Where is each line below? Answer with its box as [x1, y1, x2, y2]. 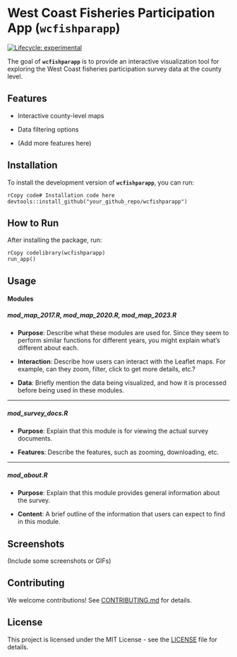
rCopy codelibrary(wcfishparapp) [7, 250, 106, 257]
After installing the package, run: [7, 236, 102, 245]
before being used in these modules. [17, 386, 125, 395]
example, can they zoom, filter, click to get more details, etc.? [17, 365, 196, 373]
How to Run [7, 217, 59, 229]
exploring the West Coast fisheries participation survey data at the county [7, 64, 222, 73]
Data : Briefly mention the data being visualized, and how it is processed [17, 378, 227, 387]
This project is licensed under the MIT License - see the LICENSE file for [7, 635, 217, 644]
